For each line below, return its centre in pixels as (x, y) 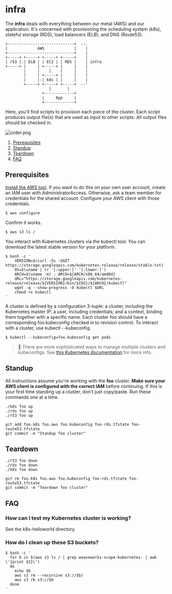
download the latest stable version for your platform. (61, 247)
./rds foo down (21, 465)
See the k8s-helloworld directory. (40, 529)
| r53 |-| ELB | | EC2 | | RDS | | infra (53, 62)
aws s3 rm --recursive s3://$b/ (49, 576)
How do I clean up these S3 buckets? (52, 542)
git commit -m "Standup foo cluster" (46, 433)
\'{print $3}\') (23, 562)
